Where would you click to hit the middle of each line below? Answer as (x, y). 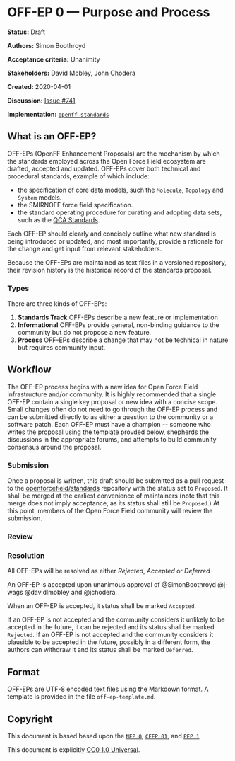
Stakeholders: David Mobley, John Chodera (72, 73)
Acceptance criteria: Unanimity (54, 59)
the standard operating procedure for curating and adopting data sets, (120, 212)
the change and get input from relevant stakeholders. (85, 248)
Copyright (30, 719)
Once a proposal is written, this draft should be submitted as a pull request (116, 481)
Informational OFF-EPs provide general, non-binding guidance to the (119, 325)
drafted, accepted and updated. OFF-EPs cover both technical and (104, 168)
